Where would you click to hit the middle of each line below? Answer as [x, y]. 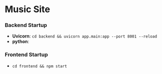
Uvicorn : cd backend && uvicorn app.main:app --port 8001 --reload [85, 36]
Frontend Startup [26, 55]
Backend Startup [26, 25]
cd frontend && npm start [39, 66]
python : [21, 42]
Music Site [27, 9]
